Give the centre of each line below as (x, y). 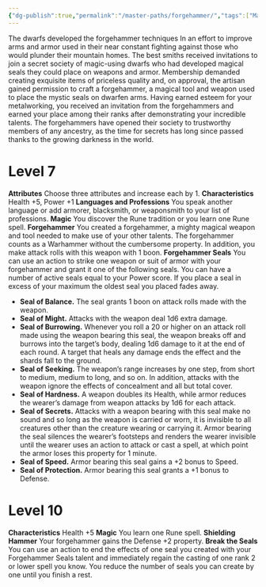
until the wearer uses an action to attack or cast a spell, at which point (134, 444)
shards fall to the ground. (61, 360)
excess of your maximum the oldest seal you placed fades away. (114, 286)
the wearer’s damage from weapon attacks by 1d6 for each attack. (127, 402)
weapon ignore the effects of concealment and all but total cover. (126, 386)
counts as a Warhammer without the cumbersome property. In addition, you (132, 244)
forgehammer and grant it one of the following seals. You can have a (120, 269)
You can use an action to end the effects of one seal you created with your (130, 549)
